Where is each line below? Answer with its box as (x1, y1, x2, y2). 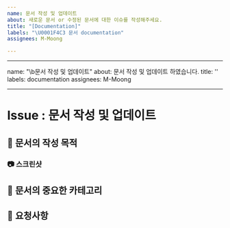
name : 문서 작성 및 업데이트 (7, 10, 77, 17)
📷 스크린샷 (7, 159, 42, 168)
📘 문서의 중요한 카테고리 (7, 185, 103, 197)
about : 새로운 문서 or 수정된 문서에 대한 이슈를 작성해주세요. (7, 16, 163, 23)
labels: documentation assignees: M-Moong (7, 75, 131, 84)
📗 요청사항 (7, 210, 49, 222)
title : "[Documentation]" (7, 23, 81, 29)
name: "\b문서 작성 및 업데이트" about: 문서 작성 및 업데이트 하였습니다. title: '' (7, 68, 219, 76)
